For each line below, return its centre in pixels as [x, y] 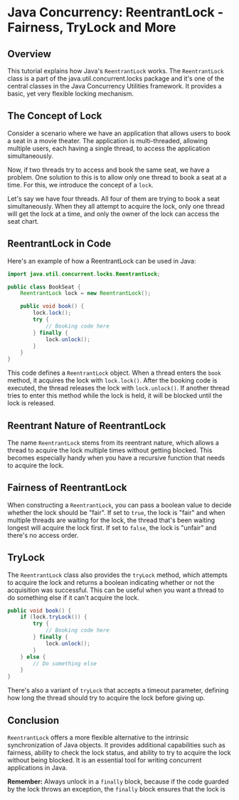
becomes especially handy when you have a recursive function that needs [116, 457]
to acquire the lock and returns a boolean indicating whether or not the [111, 582]
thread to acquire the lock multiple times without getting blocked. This [110, 450]
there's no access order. [43, 535]
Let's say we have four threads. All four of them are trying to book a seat [114, 198]
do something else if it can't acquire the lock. [74, 597]
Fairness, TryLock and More [92, 27]
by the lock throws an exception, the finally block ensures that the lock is [116, 789]
